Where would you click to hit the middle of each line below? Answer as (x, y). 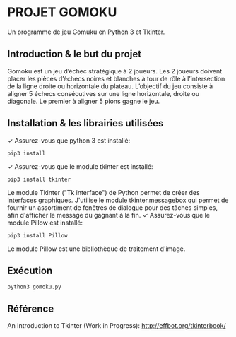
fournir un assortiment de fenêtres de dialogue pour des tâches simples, (112, 207)
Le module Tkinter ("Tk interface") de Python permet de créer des (104, 192)
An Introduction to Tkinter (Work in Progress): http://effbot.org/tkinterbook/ (117, 326)
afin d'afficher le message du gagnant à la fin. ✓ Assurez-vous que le (109, 215)
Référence (31, 308)
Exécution (30, 270)
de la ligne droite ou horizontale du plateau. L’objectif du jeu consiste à (110, 86)
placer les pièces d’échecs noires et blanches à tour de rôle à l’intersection (116, 78)
